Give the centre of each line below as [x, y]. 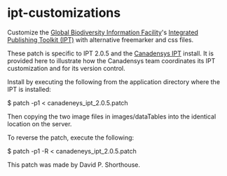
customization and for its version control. [67, 68]
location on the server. [40, 123]
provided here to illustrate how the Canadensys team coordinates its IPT [111, 60]
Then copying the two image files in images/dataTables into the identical [112, 116]
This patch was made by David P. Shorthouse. [74, 164]
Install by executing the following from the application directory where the [114, 81]
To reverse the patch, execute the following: [71, 137]
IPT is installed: [29, 89]
